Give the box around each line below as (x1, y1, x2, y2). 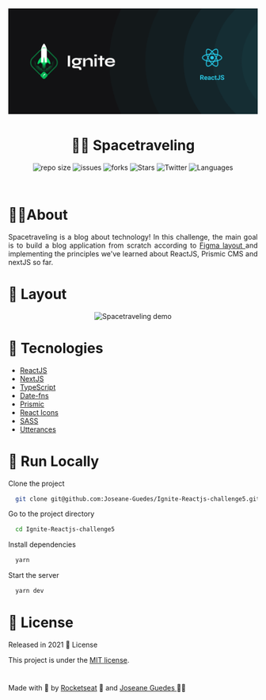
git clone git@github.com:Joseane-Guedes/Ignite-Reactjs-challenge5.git (15, 494, 260, 503)
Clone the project (8, 479, 65, 488)
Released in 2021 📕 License (8, 640, 98, 649)
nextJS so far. (8, 257, 54, 267)
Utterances (19, 425, 57, 434)
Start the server (8, 571, 59, 580)
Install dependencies (8, 540, 77, 549)
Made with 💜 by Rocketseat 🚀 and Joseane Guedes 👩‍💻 (8, 683, 186, 693)
